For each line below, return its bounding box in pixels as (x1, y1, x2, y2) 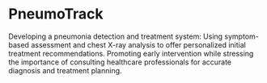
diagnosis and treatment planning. (8, 65, 123, 75)
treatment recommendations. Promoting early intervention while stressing (8, 48, 254, 58)
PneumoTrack (8, 5, 104, 23)
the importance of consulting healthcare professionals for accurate (8, 57, 232, 67)
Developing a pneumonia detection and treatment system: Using (8, 31, 223, 41)
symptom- (224, 31, 259, 41)
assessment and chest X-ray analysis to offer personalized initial (31, 39, 247, 49)
